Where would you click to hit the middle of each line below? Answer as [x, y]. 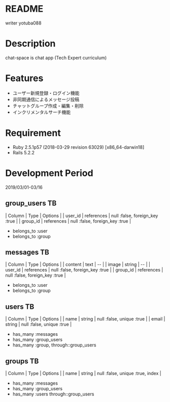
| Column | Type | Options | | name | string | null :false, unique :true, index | [83, 373]
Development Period [49, 173]
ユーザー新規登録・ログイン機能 [46, 93]
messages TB [27, 252]
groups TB [22, 361]
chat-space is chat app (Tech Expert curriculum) [56, 58]
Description [30, 44]
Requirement [33, 133]
